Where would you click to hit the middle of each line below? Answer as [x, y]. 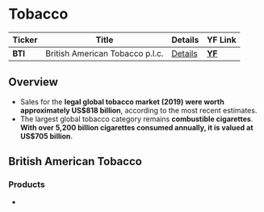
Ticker [25, 40]
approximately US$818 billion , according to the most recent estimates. [138, 110]
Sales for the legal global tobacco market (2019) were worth [122, 101]
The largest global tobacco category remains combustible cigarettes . [136, 119]
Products [27, 184]
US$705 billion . [46, 136]
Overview [34, 82]
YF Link [222, 40]
